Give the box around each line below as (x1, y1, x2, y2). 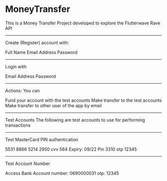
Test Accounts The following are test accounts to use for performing (5, 117, 145, 123)
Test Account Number (5, 161, 51, 167)
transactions (5, 122, 31, 128)
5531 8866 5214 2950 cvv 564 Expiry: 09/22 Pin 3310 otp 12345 (5, 146, 137, 152)
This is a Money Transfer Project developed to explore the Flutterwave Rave (5, 20, 161, 26)
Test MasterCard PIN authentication (5, 136, 79, 143)
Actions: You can (5, 87, 40, 93)
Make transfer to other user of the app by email (5, 102, 102, 108)
